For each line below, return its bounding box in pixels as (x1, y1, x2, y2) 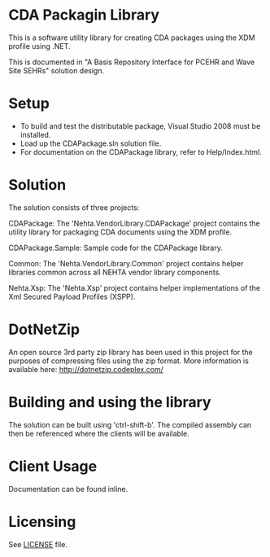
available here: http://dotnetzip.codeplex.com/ (8, 364, 164, 374)
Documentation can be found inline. (8, 484, 128, 493)
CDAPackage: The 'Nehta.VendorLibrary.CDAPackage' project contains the (8, 218, 260, 228)
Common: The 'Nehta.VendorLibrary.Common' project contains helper (8, 258, 244, 268)
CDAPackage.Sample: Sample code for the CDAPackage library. (8, 243, 224, 252)
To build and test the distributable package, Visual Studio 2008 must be (20, 121, 261, 131)
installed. (20, 129, 51, 139)
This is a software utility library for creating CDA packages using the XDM (8, 33, 255, 42)
